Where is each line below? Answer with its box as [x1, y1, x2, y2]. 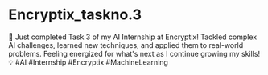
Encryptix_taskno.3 [8, 6, 142, 24]
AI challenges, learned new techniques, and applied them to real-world [8, 40, 244, 49]
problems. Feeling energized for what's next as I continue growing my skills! [8, 49, 260, 58]
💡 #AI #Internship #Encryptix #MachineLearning [8, 57, 169, 67]
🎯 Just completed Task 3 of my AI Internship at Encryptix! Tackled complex [8, 32, 258, 41]
